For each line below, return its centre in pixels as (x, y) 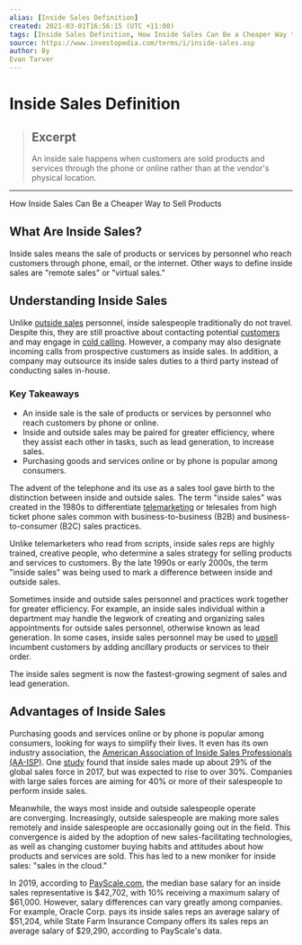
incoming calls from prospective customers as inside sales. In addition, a (144, 351)
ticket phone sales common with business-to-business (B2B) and (130, 516)
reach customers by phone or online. (90, 423)
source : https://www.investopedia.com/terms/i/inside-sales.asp (132, 43)
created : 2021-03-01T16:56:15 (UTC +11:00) (92, 26)
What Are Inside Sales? (75, 232)
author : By (30, 51)
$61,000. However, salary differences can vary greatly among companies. (146, 902)
